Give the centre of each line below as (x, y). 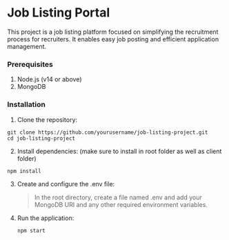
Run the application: (46, 218)
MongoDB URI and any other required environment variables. (121, 204)
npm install (24, 171)
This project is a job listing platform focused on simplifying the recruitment (113, 32)
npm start (31, 230)
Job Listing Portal (59, 13)
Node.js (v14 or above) (49, 79)
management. (27, 46)
